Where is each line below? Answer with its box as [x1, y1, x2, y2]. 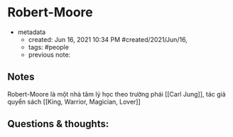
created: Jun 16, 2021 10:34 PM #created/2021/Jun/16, [28, 35, 188, 43]
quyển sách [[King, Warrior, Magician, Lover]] [7, 97, 141, 106]
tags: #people [28, 43, 70, 51]
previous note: [28, 50, 71, 59]
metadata [17, 28, 46, 36]
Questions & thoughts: [7, 118, 109, 130]
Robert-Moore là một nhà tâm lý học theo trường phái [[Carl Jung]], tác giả [7, 89, 226, 98]
